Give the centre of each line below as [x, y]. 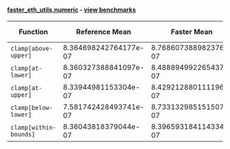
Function [34, 32]
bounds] [23, 135]
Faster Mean [192, 32]
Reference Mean [104, 32]
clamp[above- [32, 49]
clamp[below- [32, 108]
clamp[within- [34, 128]
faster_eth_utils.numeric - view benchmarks [72, 10]
